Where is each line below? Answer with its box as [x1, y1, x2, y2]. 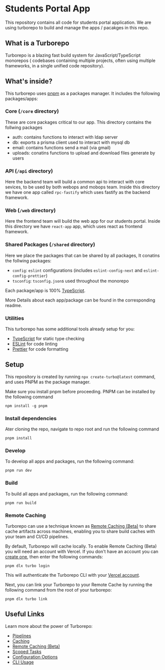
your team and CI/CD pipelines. [5, 534, 69, 540]
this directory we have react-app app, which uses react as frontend [5, 224, 143, 230]
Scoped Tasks [12, 648, 42, 655]
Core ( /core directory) [5, 108, 59, 115]
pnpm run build [5, 500, 37, 505]
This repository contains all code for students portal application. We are [5, 19, 152, 25]
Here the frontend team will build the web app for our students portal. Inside [5, 218, 161, 224]
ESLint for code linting [12, 341, 58, 347]
